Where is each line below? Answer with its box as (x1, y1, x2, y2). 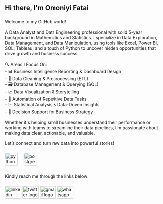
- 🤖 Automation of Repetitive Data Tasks (5, 96, 87, 102)
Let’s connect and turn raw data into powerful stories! (5, 140, 115, 146)
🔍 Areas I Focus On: (5, 62, 47, 68)
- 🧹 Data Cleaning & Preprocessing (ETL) (5, 76, 88, 82)
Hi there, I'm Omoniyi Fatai (5, 4, 89, 12)
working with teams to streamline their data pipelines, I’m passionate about (5, 125, 158, 131)
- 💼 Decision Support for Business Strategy (5, 109, 93, 115)
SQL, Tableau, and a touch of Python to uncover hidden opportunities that (5, 45, 156, 51)
